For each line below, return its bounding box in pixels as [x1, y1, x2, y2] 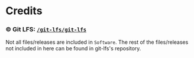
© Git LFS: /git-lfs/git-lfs [5, 25, 87, 34]
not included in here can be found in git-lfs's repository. [5, 45, 141, 52]
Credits [5, 4, 43, 18]
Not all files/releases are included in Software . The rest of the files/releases [5, 38, 189, 46]
